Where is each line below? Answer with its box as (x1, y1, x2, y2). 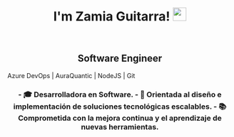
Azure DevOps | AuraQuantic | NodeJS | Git (7, 71, 136, 80)
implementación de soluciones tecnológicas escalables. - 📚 (13, 102, 227, 111)
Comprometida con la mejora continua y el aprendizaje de (17, 113, 223, 123)
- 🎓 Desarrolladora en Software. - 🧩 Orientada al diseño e (17, 89, 223, 99)
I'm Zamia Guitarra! (53, 9, 171, 25)
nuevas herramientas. (81, 121, 159, 131)
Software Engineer (77, 53, 163, 65)
